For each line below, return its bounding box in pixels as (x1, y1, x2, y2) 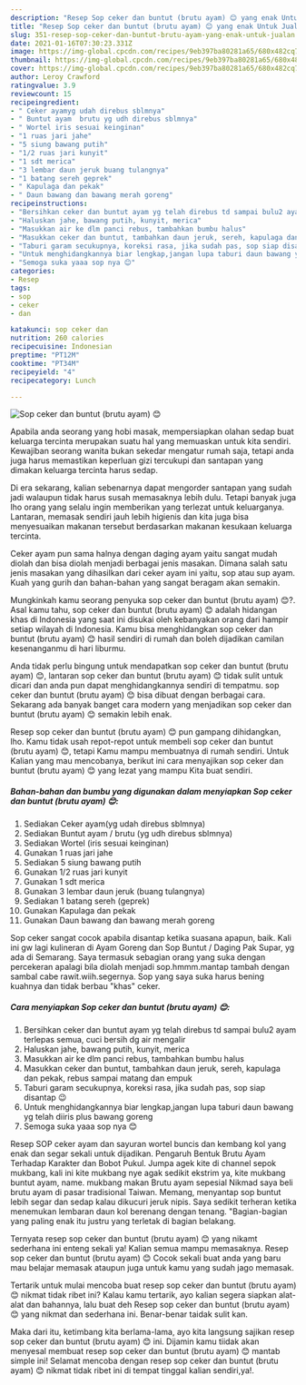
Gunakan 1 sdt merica (23, 876, 105, 887)
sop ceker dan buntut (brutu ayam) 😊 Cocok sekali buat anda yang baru (10, 1252, 281, 1263)
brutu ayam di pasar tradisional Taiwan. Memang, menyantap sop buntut (10, 1187, 281, 1198)
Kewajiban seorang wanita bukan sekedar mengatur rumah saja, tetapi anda (10, 446, 294, 457)
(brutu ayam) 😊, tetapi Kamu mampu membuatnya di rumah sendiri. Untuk (10, 746, 290, 757)
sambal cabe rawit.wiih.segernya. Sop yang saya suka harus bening (10, 971, 265, 982)
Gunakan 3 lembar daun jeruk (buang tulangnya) (23, 886, 205, 897)
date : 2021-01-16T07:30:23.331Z (10, 38, 133, 48)
